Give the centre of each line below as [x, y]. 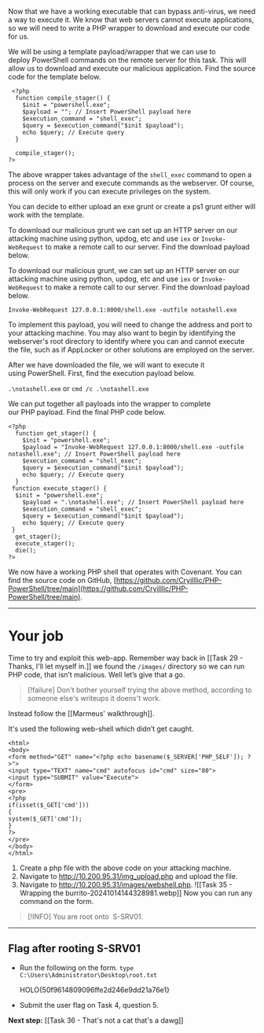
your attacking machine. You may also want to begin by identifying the [122, 333]
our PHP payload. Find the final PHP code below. [87, 412]
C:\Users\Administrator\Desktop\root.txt [88, 975]
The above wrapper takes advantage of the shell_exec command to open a [130, 175]
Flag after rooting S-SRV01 [75, 948]
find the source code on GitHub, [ [62, 580]
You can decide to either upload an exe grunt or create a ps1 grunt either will [132, 207]
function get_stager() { [56, 433]
